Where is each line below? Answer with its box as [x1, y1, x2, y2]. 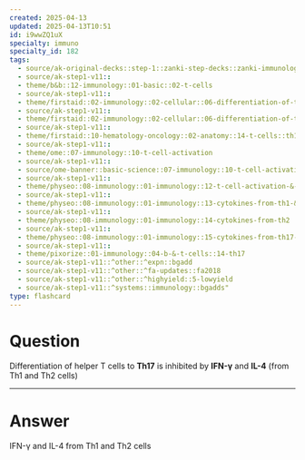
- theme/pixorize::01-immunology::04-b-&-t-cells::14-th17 [17, 250, 246, 259]
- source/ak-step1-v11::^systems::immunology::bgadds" [17, 283, 230, 292]
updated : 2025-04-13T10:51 [9, 22, 112, 31]
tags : [9, 55, 30, 64]
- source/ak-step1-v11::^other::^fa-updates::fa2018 [17, 267, 221, 276]
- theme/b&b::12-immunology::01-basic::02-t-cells [17, 81, 213, 90]
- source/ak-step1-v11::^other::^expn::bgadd [17, 258, 193, 268]
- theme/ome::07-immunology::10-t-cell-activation [17, 148, 213, 157]
